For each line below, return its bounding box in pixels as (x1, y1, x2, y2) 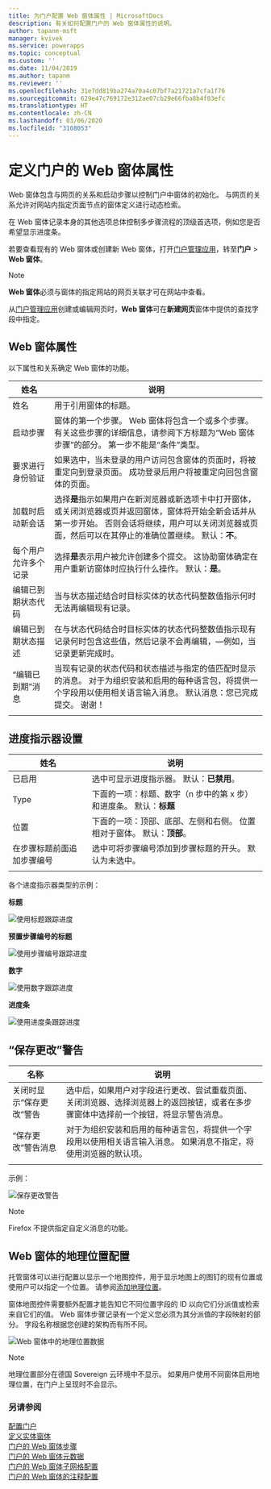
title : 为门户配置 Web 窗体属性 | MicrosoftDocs (8, 11, 164, 20)
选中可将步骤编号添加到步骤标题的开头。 (91, 843, 246, 855)
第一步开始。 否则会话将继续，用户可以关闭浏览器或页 (53, 518, 259, 529)
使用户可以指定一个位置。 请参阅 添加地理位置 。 (8, 1282, 166, 1291)
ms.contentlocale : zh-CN (8, 110, 92, 118)
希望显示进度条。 (8, 227, 65, 236)
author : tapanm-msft (8, 27, 78, 35)
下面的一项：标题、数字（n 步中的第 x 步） (91, 788, 253, 800)
